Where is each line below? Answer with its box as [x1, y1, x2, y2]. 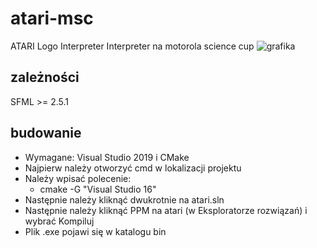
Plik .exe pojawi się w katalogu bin [24, 225, 167, 237]
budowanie [10, 125, 82, 142]
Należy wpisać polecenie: [24, 172, 132, 184]
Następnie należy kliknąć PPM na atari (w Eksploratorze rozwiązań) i [24, 204, 308, 216]
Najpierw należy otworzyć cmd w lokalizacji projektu [24, 162, 242, 174]
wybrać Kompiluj [24, 215, 95, 227]
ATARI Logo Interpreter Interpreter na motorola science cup [10, 40, 255, 52]
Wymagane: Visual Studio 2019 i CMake [24, 151, 190, 163]
